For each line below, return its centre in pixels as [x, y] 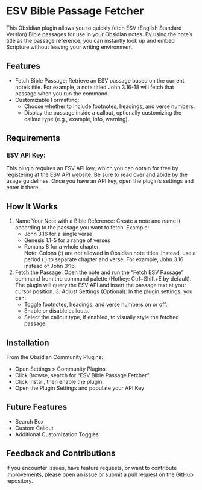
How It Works [32, 206]
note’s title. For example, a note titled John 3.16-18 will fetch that [94, 87]
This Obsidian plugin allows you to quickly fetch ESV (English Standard [94, 28]
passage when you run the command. [62, 93]
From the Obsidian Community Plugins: [55, 357]
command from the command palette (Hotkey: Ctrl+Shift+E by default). [103, 279]
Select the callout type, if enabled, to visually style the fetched [101, 317]
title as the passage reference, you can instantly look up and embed [90, 40]
